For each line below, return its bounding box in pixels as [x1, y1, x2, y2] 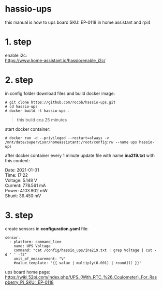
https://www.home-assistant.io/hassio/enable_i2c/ [5, 57, 106, 63]
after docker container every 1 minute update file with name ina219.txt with [5, 153, 155, 158]
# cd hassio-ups [5, 104, 38, 109]
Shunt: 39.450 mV [5, 193, 41, 198]
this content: [5, 157, 30, 163]
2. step [5, 75, 33, 86]
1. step [5, 36, 32, 47]
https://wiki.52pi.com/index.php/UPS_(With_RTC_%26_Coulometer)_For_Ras [5, 274, 157, 280]
